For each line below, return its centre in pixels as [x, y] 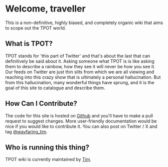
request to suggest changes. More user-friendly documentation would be [81, 121]
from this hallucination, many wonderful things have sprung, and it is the [80, 82]
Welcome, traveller [46, 9]
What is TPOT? [29, 44]
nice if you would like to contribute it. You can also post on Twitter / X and [81, 126]
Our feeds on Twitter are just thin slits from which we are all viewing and [80, 72]
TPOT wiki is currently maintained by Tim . [48, 159]
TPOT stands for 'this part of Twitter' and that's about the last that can [78, 56]
